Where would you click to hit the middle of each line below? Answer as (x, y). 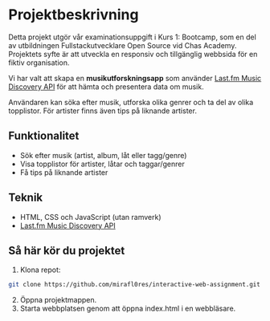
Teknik (26, 198)
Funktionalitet (44, 136)
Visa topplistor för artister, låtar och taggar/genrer (102, 164)
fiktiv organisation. (39, 63)
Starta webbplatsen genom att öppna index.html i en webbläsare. (128, 309)
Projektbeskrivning (74, 15)
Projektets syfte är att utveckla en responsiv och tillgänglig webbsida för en (133, 54)
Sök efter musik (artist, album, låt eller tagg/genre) (103, 155)
